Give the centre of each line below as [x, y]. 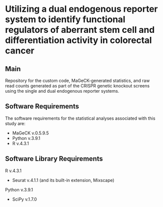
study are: [15, 123]
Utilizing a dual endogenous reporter [81, 9]
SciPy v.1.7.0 [25, 199]
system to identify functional [65, 19]
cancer [20, 51]
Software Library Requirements [54, 159]
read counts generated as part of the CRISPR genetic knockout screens [77, 86]
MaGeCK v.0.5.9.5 [30, 133]
